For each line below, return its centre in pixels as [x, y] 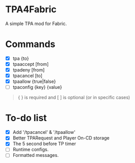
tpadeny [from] [29, 70]
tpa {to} [21, 58]
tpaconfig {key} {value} [37, 87]
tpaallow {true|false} [34, 81]
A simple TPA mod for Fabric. [36, 24]
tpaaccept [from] [31, 64]
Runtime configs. [30, 150]
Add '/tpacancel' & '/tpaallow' [44, 132]
